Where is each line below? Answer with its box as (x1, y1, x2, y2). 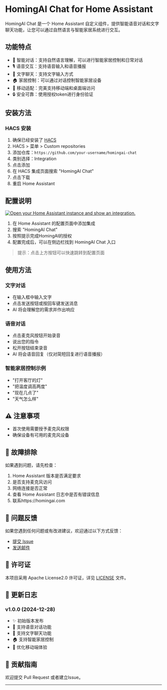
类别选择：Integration (12, 156, 57, 162)
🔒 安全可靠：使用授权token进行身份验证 (12, 91, 93, 97)
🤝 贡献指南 (5, 660, 37, 669)
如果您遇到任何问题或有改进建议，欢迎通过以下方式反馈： (5, 528, 123, 534)
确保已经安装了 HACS (12, 137, 57, 143)
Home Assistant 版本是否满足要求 (12, 473, 81, 479)
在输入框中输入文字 (12, 294, 52, 300)
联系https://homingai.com (12, 498, 66, 504)
